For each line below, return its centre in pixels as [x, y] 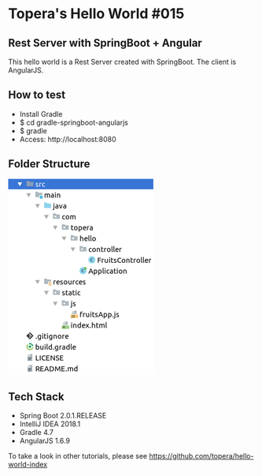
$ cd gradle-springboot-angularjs [74, 122]
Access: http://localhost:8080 [68, 139]
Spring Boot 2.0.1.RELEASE [63, 416]
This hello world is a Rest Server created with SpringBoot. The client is [122, 62]
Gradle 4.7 [36, 433]
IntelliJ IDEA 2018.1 [50, 424]
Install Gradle [41, 114]
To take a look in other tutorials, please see [78, 456]
